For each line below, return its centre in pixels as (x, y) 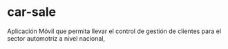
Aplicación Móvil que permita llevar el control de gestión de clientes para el (114, 31)
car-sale (32, 12)
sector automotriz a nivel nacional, (56, 38)
